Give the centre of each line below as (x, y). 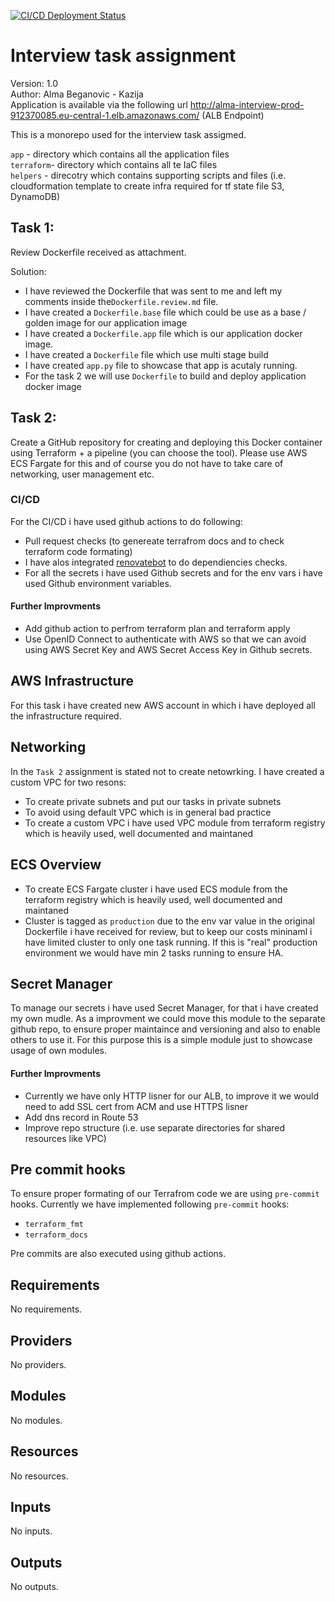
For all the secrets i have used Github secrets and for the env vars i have (173, 572)
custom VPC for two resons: (68, 782)
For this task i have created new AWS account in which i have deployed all (163, 705)
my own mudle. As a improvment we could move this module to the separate (168, 1019)
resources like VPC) (65, 1138)
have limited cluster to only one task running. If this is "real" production (171, 942)
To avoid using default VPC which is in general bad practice (148, 812)
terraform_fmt (54, 1225)
